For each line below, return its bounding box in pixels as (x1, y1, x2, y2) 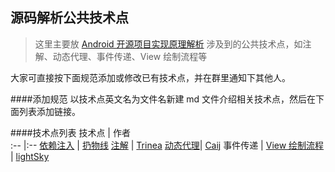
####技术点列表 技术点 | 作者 (10, 126, 131, 138)
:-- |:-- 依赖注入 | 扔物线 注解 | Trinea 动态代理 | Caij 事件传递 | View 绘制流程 (10, 139, 325, 151)
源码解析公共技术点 (10, 9, 129, 27)
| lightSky (10, 150, 50, 162)
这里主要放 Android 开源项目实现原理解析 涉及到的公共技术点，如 (34, 38, 303, 50)
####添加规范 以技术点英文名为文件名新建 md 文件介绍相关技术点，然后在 (10, 93, 317, 105)
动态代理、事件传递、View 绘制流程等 (52, 50, 208, 62)
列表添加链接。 (18, 105, 81, 117)
